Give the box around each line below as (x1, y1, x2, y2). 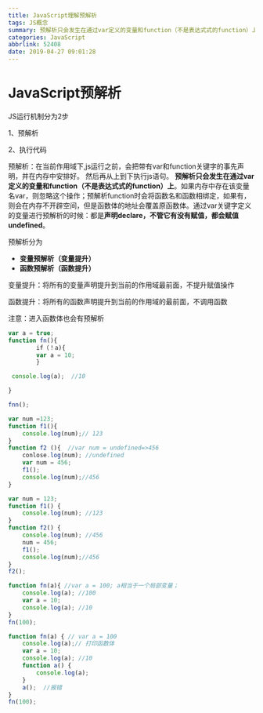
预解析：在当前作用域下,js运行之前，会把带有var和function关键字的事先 (8, 162, 238, 171)
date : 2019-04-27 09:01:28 (8, 48, 96, 56)
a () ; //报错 (22, 683, 63, 691)
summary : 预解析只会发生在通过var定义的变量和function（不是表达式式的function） (8, 26, 252, 34)
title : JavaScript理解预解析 (8, 11, 98, 20)
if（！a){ (36, 344, 66, 351)
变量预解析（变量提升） (19, 253, 95, 263)
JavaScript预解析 (8, 84, 121, 102)
